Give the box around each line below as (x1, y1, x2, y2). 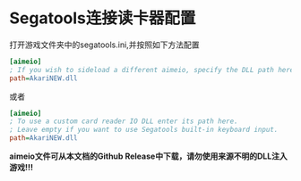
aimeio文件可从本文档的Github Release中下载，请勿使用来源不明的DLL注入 (9, 151, 288, 161)
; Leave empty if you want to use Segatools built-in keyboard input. (9, 126, 279, 135)
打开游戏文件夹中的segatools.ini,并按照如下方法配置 (9, 39, 200, 50)
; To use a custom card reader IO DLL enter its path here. (9, 117, 239, 126)
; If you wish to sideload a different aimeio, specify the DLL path (9, 65, 275, 74)
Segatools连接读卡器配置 (9, 8, 196, 29)
